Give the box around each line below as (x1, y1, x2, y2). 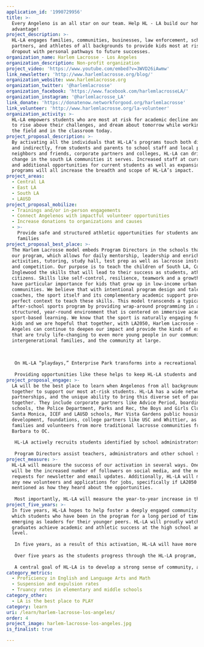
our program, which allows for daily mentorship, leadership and (12, 252, 181, 259)
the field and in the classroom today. (12, 128, 113, 134)
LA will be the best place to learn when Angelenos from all (12, 383, 170, 389)
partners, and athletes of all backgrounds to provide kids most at (12, 43, 189, 49)
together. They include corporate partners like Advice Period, (12, 400, 178, 406)
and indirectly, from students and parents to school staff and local (12, 144, 194, 151)
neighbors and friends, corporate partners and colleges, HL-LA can (12, 150, 189, 157)
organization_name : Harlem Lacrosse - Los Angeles (6, 54, 137, 60)
